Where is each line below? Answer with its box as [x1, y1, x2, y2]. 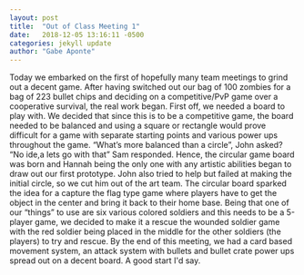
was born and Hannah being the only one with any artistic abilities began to [9, 159, 292, 170]
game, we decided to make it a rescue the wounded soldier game [35, 217, 280, 228]
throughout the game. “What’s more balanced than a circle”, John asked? [9, 140, 284, 151]
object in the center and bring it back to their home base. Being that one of [9, 197, 289, 209]
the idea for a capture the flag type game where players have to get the [9, 188, 278, 199]
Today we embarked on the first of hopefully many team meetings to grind [9, 72, 289, 83]
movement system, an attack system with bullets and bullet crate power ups [9, 246, 295, 257]
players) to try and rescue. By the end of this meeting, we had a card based [9, 236, 293, 247]
